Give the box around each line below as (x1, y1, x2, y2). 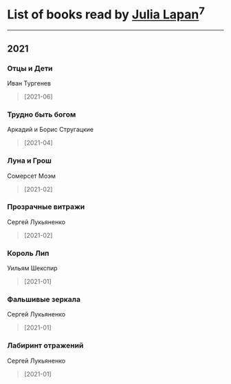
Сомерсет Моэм (7, 172, 56, 180)
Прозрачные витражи (7, 202, 85, 212)
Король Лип (7, 248, 49, 258)
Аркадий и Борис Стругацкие (7, 125, 94, 134)
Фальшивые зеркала (7, 294, 81, 304)
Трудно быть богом (7, 110, 76, 119)
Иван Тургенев (7, 79, 52, 87)
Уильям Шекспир (7, 264, 58, 272)
